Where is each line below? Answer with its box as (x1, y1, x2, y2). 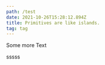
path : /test (6, 8, 36, 15)
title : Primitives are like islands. (6, 20, 100, 26)
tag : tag (6, 25, 28, 32)
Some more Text (6, 42, 47, 49)
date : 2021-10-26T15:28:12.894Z (6, 14, 87, 20)
